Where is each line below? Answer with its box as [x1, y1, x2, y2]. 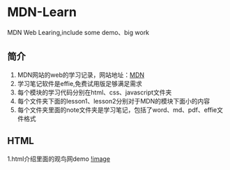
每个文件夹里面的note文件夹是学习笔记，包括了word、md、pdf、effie [17, 106, 217, 114]
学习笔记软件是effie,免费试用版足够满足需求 [17, 79, 143, 87]
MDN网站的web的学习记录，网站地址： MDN [17, 71, 145, 79]
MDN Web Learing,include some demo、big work [7, 28, 150, 36]
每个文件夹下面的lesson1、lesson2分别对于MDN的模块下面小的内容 [17, 97, 210, 105]
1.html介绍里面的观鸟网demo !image [7, 155, 110, 163]
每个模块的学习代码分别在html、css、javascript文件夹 [17, 88, 172, 97]
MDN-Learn [7, 4, 77, 20]
